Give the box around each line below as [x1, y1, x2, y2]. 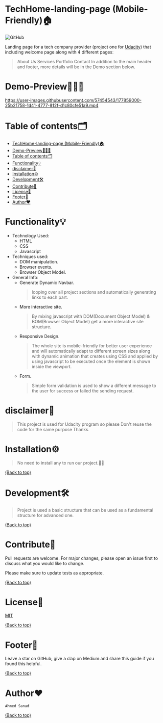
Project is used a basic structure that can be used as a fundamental [17, 507, 154, 513]
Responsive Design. [19, 333, 60, 339]
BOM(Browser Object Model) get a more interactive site [31, 318, 144, 324]
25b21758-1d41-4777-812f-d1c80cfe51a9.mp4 [5, 102, 99, 108]
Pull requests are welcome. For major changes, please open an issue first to [5, 555, 158, 561]
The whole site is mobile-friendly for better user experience [31, 342, 152, 349]
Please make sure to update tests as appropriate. [5, 570, 104, 576]
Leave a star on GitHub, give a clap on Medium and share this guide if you [5, 656, 154, 662]
